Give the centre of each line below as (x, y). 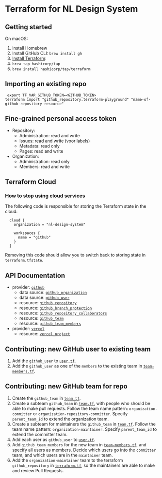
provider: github (28, 287)
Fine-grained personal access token (61, 119)
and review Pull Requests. (38, 470)
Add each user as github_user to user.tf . (54, 440)
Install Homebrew (30, 48)
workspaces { (27, 233)
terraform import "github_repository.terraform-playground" (67, 99)
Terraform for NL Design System (72, 9)
